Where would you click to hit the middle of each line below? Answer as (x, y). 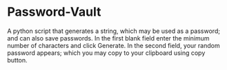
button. (17, 60)
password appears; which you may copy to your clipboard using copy (106, 53)
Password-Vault (54, 12)
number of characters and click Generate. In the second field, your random (113, 45)
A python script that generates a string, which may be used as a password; (114, 31)
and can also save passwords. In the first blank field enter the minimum (108, 38)
